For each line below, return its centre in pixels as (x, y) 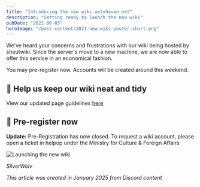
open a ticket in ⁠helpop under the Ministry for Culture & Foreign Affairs (93, 143)
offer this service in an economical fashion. (59, 58)
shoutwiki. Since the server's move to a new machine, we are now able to (97, 52)
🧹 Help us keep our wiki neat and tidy (77, 88)
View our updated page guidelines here (55, 103)
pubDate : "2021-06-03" (34, 23)
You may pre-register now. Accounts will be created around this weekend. (97, 70)
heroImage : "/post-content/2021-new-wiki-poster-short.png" (83, 28)
